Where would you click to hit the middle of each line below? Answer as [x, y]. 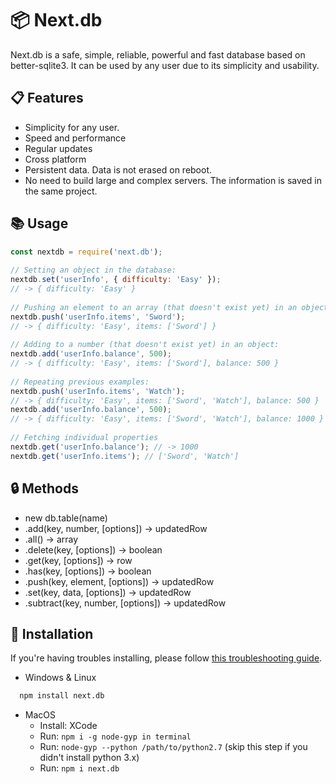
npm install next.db [62, 696]
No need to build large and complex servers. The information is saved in [173, 180]
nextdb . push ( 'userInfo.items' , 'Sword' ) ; [98, 317]
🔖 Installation [52, 633]
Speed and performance [75, 138]
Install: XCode [68, 726]
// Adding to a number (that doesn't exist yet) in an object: [145, 345]
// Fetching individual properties [84, 438]
